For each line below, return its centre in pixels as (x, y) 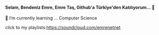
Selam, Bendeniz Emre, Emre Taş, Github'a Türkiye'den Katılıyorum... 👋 (80, 7)
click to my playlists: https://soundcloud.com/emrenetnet (63, 28)
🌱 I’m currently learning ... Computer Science (51, 18)
